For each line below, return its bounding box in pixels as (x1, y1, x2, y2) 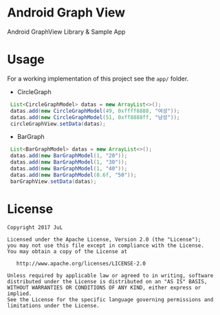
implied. (7, 290, 32, 297)
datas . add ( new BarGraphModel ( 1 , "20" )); (10, 153, 128, 160)
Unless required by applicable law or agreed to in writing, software (7, 272, 214, 279)
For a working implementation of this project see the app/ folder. (7, 74, 189, 83)
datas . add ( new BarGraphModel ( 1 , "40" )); (10, 165, 128, 172)
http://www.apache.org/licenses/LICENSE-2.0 (16, 260, 146, 267)
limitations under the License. (7, 302, 100, 309)
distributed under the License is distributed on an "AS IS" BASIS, (7, 278, 208, 285)
